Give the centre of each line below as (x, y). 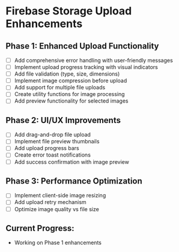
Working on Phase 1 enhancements (58, 243)
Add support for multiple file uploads (60, 88)
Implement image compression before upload (71, 81)
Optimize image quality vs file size (57, 209)
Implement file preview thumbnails (57, 142)
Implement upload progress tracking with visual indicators (86, 67)
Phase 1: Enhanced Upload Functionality (83, 46)
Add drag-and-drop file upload (53, 135)
